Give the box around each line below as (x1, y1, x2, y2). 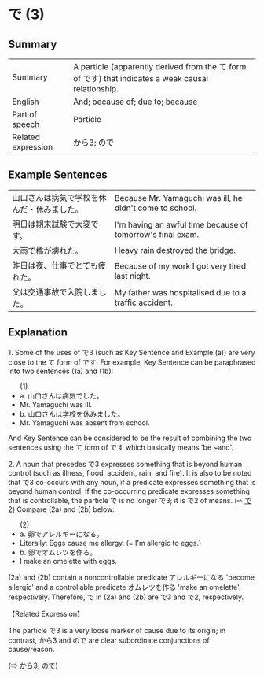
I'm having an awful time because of (114, 219, 249, 230)
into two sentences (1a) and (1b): (8, 366, 114, 376)
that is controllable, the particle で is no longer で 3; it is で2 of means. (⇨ (8, 495, 244, 505)
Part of (12, 109, 38, 120)
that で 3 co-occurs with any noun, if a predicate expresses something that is (8, 477, 256, 487)
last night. (114, 270, 151, 281)
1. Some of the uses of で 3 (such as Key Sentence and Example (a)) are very (8, 347, 255, 357)
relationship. (73, 83, 119, 94)
